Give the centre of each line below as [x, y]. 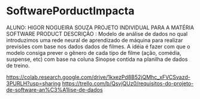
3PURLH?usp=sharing [34, 83]
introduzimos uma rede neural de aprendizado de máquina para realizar [95, 40]
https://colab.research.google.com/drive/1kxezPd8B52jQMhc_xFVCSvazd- [98, 77]
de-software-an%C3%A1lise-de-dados [54, 89]
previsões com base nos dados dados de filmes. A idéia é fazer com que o [98, 47]
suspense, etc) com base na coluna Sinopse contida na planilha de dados [97, 59]
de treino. [18, 65]
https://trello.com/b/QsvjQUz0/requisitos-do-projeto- [128, 83]
